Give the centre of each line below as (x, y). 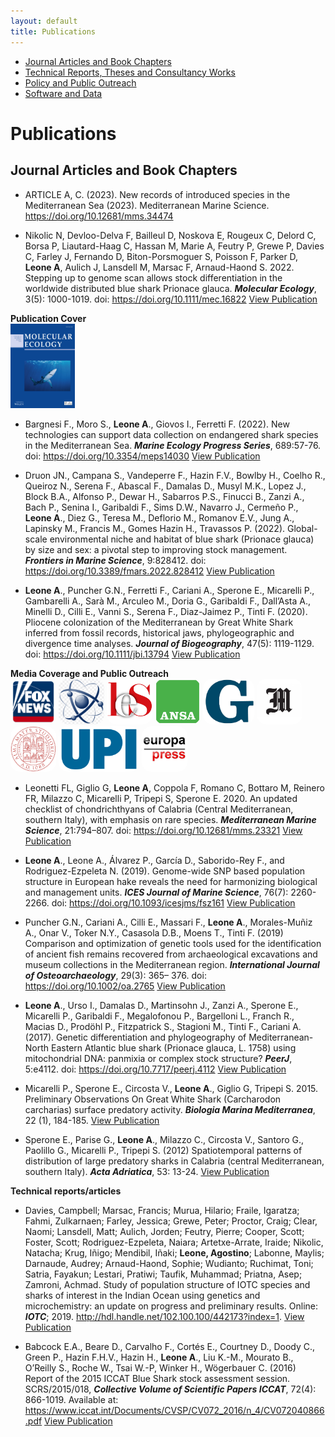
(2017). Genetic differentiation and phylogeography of (135, 1037)
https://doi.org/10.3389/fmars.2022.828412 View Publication (149, 571)
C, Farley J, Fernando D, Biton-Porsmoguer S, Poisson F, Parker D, (161, 256)
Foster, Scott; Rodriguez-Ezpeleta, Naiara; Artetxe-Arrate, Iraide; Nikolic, (174, 1242)
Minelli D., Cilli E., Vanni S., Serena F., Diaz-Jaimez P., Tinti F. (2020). (166, 611)
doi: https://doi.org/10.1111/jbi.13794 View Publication (132, 654)
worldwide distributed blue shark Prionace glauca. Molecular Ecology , (170, 288)
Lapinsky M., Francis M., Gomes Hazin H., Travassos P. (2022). (155, 528)
